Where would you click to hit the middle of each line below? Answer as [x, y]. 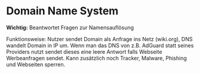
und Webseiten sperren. [36, 64]
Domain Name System [62, 11]
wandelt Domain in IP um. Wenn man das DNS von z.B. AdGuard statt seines [100, 45]
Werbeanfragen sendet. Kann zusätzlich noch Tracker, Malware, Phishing [96, 58]
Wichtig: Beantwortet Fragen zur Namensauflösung [70, 27]
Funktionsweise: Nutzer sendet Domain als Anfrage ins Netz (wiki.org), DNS [99, 39]
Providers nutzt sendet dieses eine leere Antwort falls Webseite [84, 51]
